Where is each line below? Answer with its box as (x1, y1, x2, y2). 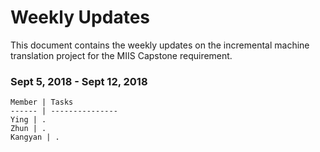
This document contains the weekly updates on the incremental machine (10, 39, 310, 51)
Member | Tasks (10, 97, 74, 108)
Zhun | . (10, 124, 47, 134)
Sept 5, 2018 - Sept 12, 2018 (10, 74, 148, 88)
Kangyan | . (10, 132, 60, 143)
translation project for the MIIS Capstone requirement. (10, 49, 233, 61)
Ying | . (10, 115, 47, 125)
